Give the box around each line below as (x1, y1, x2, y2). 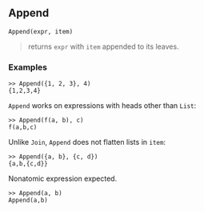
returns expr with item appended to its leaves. (27, 42, 179, 51)
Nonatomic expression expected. (8, 174, 118, 183)
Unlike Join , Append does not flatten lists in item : (8, 138, 166, 147)
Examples (8, 62, 48, 73)
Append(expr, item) (8, 27, 74, 35)
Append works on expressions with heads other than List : (8, 101, 197, 110)
